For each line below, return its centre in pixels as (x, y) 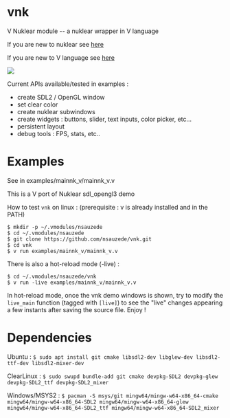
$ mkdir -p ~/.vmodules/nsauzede (55, 227)
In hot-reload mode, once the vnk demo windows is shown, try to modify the (115, 295)
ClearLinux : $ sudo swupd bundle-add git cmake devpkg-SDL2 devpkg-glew (113, 376)
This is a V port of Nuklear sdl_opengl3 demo (71, 194)
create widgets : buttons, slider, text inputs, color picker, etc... (104, 119)
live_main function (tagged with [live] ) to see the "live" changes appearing (115, 302)
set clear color (37, 104)
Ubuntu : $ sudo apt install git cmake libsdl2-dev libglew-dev (100, 356)
